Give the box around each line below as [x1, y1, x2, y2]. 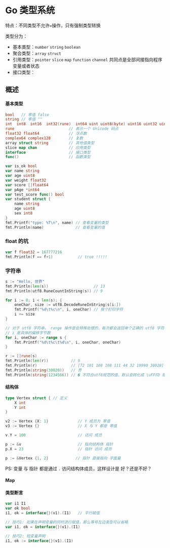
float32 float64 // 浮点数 [5, 131, 87, 136]
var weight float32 [5, 178, 47, 183]
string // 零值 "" [5, 117, 42, 122]
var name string [5, 168, 39, 174]
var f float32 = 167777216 [5, 249, 62, 255]
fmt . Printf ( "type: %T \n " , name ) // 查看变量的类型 [5, 220, 109, 225]
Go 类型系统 [5, 5, 55, 16]
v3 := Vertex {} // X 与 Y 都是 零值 [5, 423, 117, 428]
